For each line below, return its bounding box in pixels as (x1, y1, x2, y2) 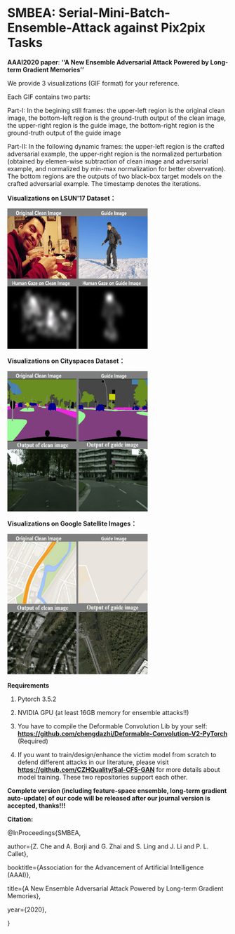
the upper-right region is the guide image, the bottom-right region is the (7, 121, 215, 129)
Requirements (7, 681, 50, 689)
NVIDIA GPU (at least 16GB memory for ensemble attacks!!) (17, 708, 189, 716)
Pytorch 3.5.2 (17, 695, 57, 703)
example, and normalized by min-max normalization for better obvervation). (7, 164, 226, 173)
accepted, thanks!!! (7, 801, 66, 810)
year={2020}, (7, 905, 47, 914)
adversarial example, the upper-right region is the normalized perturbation (7, 149, 222, 158)
